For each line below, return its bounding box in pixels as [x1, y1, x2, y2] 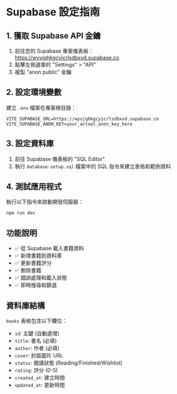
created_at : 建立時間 [14, 374, 65, 381]
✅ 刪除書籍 [14, 267, 42, 274]
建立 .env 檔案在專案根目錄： [6, 104, 76, 111]
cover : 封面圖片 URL [14, 352, 64, 359]
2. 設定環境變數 [6, 87, 62, 97]
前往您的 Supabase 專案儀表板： [14, 48, 94, 54]
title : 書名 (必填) [14, 337, 57, 344]
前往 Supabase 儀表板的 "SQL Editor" [14, 155, 105, 162]
